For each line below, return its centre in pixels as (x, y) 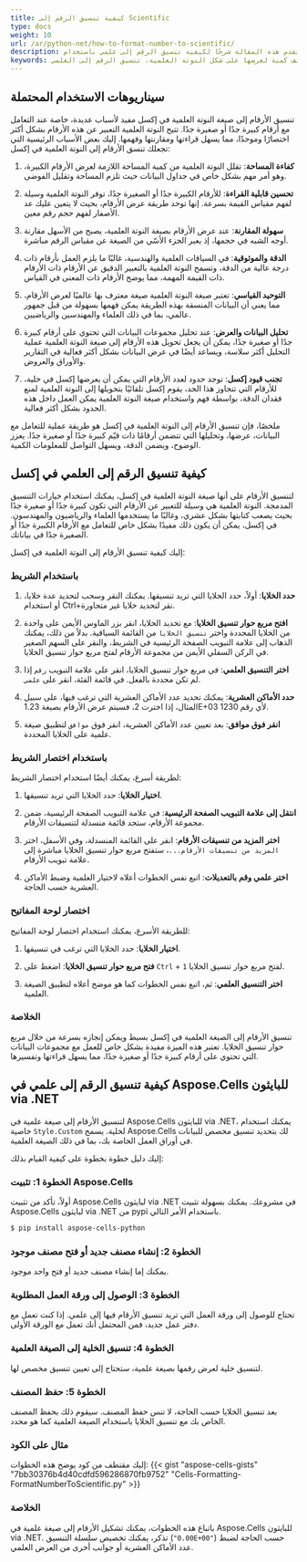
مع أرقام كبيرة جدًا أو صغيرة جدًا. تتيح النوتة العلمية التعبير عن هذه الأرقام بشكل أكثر (150, 129)
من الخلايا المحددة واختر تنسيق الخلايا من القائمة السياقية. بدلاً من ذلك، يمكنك (157, 632)
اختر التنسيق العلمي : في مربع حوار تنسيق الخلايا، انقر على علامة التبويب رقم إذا (156, 669)
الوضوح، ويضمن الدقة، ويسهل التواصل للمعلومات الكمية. (106, 444)
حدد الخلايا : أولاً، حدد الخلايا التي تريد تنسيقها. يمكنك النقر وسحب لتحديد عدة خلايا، (159, 595)
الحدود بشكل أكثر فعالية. (65, 408)
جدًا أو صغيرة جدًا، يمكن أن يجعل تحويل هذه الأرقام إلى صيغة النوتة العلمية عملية (158, 341)
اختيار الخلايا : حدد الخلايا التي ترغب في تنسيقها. (102, 948)
